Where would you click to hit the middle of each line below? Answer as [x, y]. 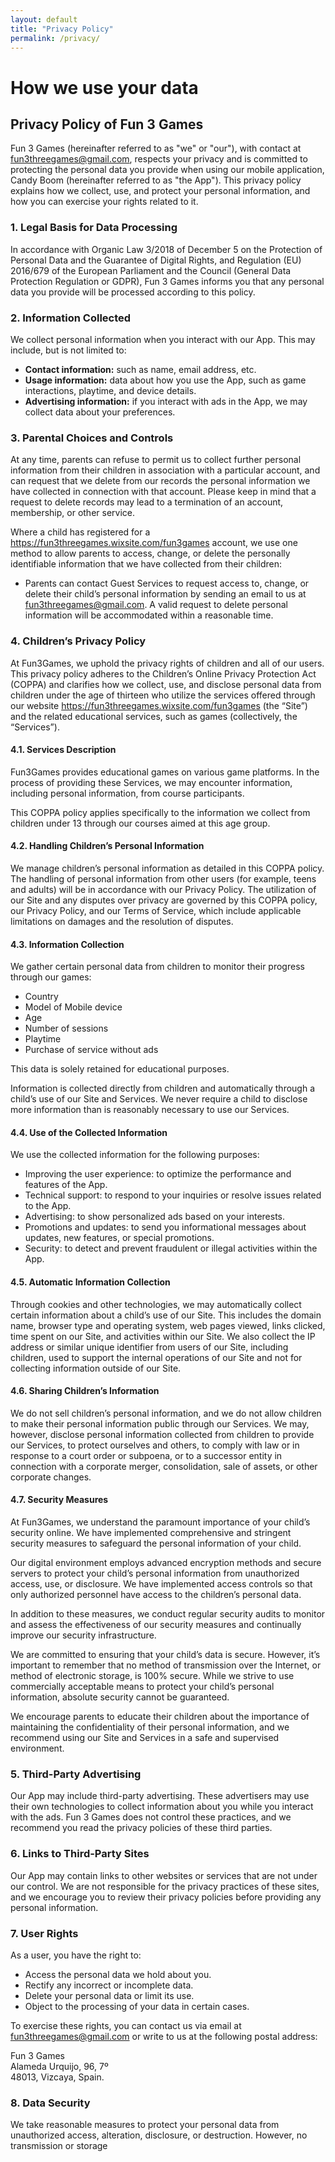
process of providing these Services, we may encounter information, [151, 782]
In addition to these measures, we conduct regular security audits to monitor [168, 1613]
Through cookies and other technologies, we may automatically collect [156, 1304]
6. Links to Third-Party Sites [80, 1854]
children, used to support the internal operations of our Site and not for [156, 1357]
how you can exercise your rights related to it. [104, 202]
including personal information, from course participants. [127, 793]
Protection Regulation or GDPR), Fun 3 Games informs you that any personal [167, 281]
